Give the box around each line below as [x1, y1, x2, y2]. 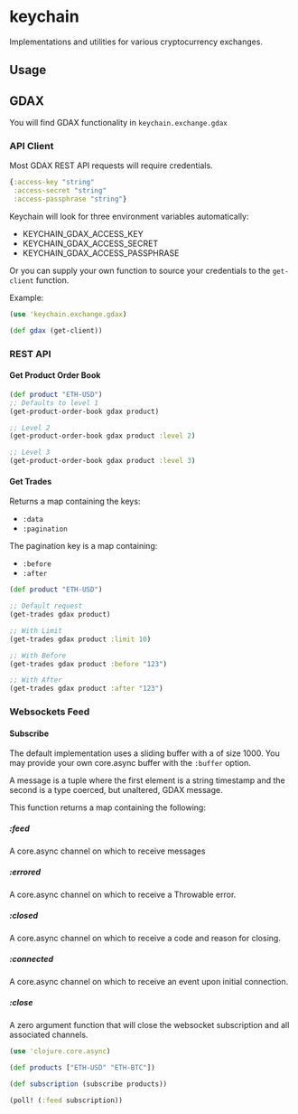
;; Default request [9, 601, 83, 611]
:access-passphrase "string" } [13, 194, 127, 204]
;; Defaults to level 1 [9, 398, 99, 408]
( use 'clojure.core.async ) [9, 1047, 111, 1056]
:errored [9, 866, 42, 877]
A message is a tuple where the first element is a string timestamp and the [9, 775, 286, 786]
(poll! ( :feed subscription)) [9, 1096, 124, 1105]
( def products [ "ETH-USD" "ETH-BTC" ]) [9, 1062, 155, 1072]
